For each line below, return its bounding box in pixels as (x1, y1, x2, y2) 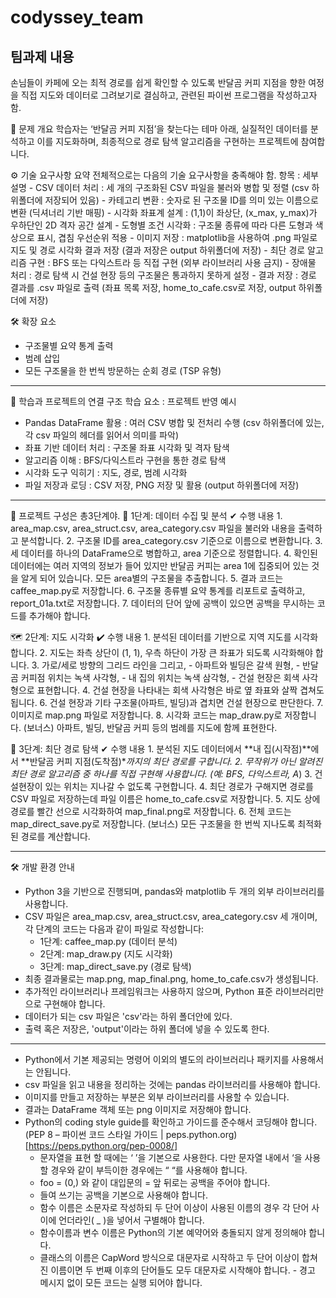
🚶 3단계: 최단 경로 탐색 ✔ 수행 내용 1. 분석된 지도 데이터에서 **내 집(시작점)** (10, 743, 312, 755)
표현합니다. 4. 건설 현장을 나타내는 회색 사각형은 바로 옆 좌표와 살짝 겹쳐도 (36, 684, 325, 696)
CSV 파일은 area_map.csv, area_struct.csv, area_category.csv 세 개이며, (24, 911, 318, 922)
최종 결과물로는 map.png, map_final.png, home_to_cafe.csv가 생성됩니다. (24, 973, 319, 985)
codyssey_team (10, 6, 144, 29)
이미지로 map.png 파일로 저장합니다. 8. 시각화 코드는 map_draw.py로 (10, 709, 283, 721)
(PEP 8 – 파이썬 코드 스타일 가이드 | (24, 1129, 164, 1140)
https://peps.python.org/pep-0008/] (28, 1140, 178, 1151)
